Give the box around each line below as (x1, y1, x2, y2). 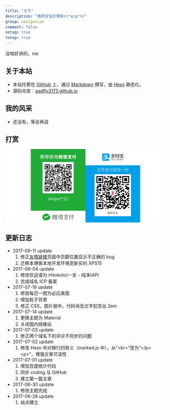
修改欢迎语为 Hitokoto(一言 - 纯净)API (20, 272, 99, 278)
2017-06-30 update (12, 381, 54, 388)
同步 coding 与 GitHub (20, 369, 67, 375)
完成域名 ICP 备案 (20, 278, 58, 284)
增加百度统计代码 (20, 363, 56, 369)
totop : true (5, 35, 31, 40)
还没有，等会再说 (12, 118, 49, 125)
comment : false (5, 25, 38, 30)
